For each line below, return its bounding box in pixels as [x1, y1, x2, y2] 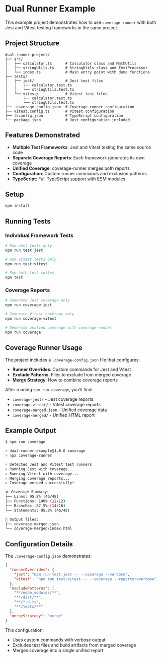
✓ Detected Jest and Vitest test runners [5, 462, 92, 467]
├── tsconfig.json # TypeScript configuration [5, 113, 123, 118]
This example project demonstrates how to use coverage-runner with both [5, 19, 157, 25]
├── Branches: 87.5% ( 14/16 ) [5, 503, 66, 508]
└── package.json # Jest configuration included [5, 117, 130, 122]
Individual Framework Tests [5, 232, 74, 239]
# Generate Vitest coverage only [5, 311, 75, 317]
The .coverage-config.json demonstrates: [5, 553, 92, 559]
